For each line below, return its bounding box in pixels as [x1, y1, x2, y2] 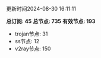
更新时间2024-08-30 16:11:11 [6, 5, 76, 12]
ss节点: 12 [14, 38, 40, 44]
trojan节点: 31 [14, 30, 48, 37]
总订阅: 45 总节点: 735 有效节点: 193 [6, 18, 96, 25]
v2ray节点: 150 [14, 45, 51, 52]
